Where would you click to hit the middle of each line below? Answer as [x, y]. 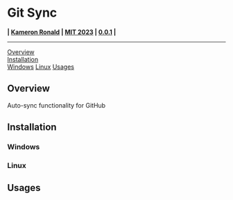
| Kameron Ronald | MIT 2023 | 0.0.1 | [62, 32]
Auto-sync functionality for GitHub [57, 105]
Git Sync [32, 13]
